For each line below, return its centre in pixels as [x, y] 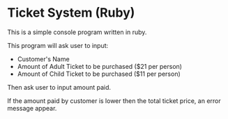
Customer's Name [43, 59]
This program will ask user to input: [58, 45]
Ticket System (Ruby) [71, 13]
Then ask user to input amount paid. [59, 87]
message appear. [32, 108]
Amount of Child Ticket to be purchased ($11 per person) [99, 74]
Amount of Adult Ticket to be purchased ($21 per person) [100, 66]
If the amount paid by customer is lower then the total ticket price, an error [114, 101]
